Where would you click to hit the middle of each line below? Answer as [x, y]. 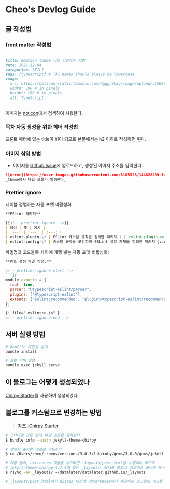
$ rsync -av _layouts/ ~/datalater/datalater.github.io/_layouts [75, 473]
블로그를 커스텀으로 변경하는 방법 [54, 413]
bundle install [21, 351]
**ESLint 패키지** [23, 214]
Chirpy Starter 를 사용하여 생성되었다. [42, 396]
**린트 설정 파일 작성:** [28, 262]
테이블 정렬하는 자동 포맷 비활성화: [39, 204]
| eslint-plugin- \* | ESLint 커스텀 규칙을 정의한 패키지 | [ [66, 237]
